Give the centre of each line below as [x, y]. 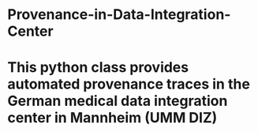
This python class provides [98, 68]
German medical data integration [118, 101]
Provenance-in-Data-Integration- [119, 15]
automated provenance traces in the [129, 84]
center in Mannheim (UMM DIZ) [112, 118]
